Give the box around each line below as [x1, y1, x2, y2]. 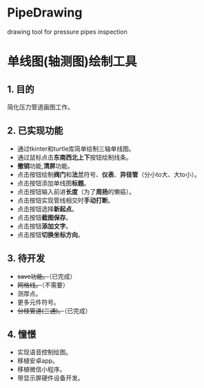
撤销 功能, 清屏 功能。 [17, 162, 74, 170]
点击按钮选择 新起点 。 [17, 204, 78, 213]
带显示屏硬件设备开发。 [17, 374, 84, 382]
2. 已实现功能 [7, 125, 63, 137]
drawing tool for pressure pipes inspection [7, 28, 127, 36]
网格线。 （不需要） [17, 281, 69, 289]
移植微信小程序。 [17, 365, 66, 374]
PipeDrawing [7, 5, 83, 21]
